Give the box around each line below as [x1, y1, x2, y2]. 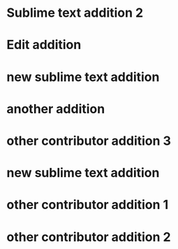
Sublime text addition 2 [6, 5, 144, 21]
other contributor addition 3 [6, 133, 172, 148]
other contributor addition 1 [6, 197, 169, 213]
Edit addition [6, 37, 82, 53]
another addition [6, 101, 105, 117]
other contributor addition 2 [6, 229, 172, 245]
